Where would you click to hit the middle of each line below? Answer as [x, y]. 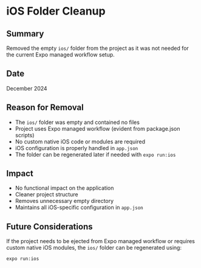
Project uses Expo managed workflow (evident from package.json [97, 128]
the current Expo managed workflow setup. [61, 55]
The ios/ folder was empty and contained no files [77, 122]
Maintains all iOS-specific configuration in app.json [79, 207]
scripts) [25, 135]
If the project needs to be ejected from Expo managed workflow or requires [101, 241]
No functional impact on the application [64, 188]
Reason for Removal [45, 108]
